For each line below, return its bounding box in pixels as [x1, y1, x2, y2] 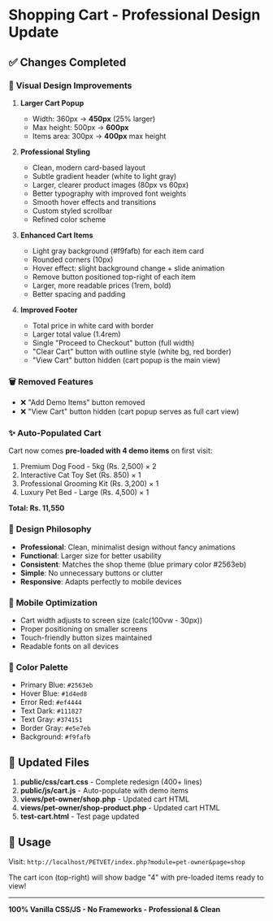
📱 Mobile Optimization [8, 597, 97, 608]
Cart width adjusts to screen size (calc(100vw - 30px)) [19, 615, 203, 625]
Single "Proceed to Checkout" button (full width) [32, 337, 195, 347]
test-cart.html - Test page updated [19, 811, 140, 822]
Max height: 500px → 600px [32, 122, 129, 132]
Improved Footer [19, 305, 78, 315]
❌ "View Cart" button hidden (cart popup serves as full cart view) [19, 406, 240, 416]
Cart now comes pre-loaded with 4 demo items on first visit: [8, 445, 213, 456]
